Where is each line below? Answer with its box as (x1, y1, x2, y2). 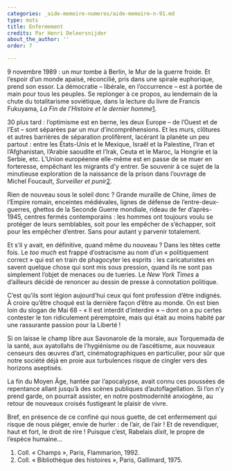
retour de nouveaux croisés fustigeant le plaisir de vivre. (7, 399, 168, 407)
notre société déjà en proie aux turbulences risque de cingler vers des (7, 356, 208, 365)
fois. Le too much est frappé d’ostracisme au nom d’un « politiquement (7, 248, 209, 256)
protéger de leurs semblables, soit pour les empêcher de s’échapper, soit (7, 220, 216, 228)
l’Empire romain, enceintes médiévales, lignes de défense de (7, 198, 181, 206)
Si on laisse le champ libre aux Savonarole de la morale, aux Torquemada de (7, 334, 225, 342)
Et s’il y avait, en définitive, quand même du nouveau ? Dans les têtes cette (7, 241, 221, 249)
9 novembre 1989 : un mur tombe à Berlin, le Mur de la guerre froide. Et (7, 67, 211, 76)
